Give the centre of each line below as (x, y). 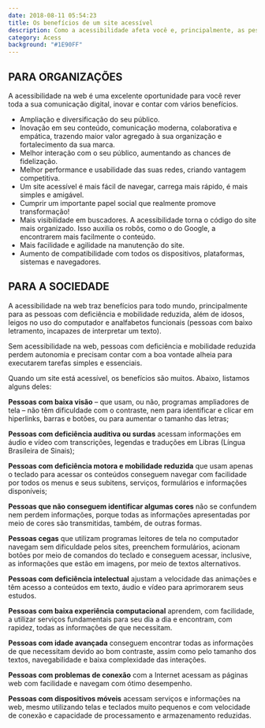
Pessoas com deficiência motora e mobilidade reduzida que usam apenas (131, 465)
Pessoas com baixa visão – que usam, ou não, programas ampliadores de (129, 401)
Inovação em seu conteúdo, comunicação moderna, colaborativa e (128, 128)
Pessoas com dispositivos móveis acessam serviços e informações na (124, 698)
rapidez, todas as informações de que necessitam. (90, 627)
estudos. (22, 595)
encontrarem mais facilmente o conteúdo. (88, 237)
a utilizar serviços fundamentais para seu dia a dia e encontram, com (120, 619)
